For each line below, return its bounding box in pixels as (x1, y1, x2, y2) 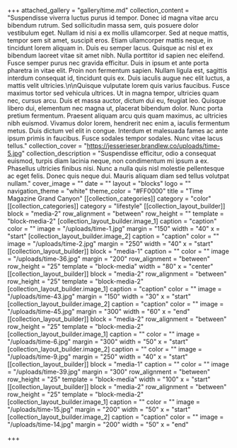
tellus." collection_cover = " (7, 142, 87, 150)
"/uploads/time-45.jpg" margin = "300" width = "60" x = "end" (7, 308, 190, 315)
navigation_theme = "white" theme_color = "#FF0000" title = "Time (7, 187, 204, 195)
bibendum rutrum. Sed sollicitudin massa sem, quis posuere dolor (7, 21, 199, 29)
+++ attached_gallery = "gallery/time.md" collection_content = (7, 6, 190, 14)
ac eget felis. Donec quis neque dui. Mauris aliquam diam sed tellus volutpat (7, 172, 230, 180)
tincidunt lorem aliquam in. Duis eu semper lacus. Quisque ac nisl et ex (7, 44, 214, 52)
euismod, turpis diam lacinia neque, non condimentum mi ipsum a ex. (7, 157, 209, 165)
